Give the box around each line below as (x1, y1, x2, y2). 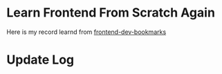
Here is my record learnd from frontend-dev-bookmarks (6, 28, 167, 36)
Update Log (6, 52, 75, 68)
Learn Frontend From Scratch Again (6, 5, 216, 21)
